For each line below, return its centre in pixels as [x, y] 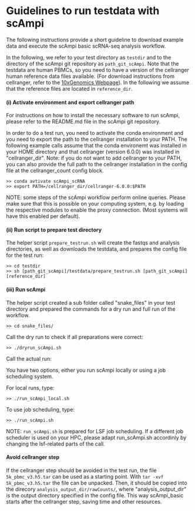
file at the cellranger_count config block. [55, 171]
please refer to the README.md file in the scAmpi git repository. [83, 121]
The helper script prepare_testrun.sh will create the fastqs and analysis [93, 243]
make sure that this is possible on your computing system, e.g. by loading [95, 204]
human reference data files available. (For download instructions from [90, 76]
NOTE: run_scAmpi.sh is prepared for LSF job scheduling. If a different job [95, 431]
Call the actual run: [29, 358]
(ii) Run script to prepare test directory [54, 230]
